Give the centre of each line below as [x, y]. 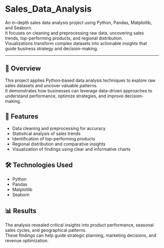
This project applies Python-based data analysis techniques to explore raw [80, 80]
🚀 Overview [23, 69]
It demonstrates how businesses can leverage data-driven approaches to [79, 90]
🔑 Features [22, 117]
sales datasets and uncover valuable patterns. [51, 85]
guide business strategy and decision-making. [52, 48]
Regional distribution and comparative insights [59, 144]
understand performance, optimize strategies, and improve [64, 96]
